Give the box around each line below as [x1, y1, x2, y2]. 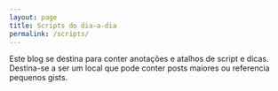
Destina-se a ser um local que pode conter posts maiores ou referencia [9, 63, 270, 73]
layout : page [9, 12, 58, 22]
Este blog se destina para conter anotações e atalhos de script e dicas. [9, 54, 269, 64]
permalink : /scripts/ [9, 29, 90, 38]
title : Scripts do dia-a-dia [9, 21, 117, 30]
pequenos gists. [9, 72, 68, 83]
